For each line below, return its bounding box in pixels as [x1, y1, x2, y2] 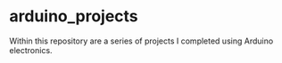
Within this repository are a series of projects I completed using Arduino [9, 35, 274, 46]
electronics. [9, 44, 53, 55]
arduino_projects [9, 6, 138, 27]
